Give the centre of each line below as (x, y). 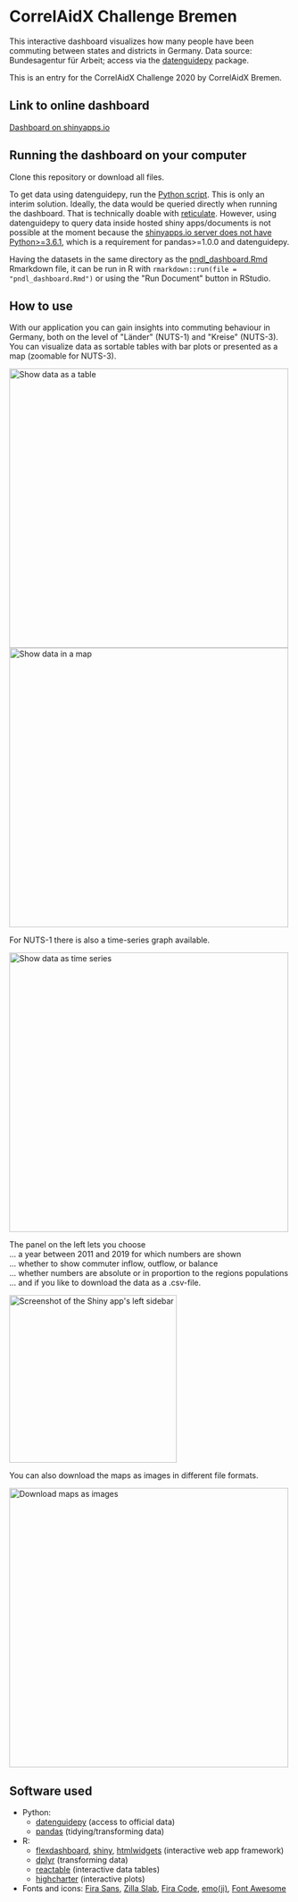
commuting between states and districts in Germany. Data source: (131, 50)
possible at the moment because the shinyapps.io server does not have (141, 232)
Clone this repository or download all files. (87, 177)
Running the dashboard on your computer (128, 155)
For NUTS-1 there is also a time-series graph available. (110, 940)
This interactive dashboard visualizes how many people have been (132, 41)
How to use (41, 306)
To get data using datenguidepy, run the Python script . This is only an (137, 194)
